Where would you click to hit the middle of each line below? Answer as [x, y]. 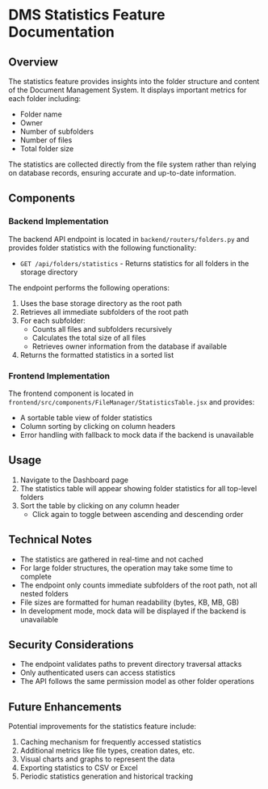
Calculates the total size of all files [89, 337]
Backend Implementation [59, 222]
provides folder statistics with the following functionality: [103, 248]
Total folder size [47, 148]
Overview [33, 62]
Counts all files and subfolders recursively [102, 329]
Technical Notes [50, 540]
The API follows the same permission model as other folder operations [137, 681]
